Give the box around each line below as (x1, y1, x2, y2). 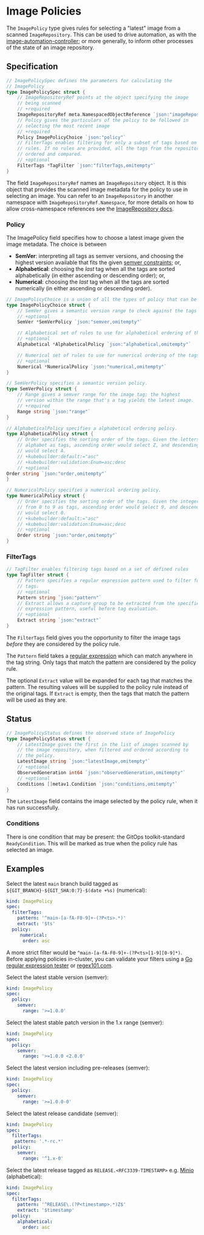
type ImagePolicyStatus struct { (6, 735, 91, 742)
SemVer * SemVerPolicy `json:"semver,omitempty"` (17, 319, 143, 325)
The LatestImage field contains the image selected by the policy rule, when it (6, 797, 198, 805)
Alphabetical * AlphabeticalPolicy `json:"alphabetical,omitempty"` (17, 341, 191, 348)
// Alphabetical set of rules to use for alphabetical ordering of (17, 330, 191, 336)
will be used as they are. (6, 696, 67, 704)
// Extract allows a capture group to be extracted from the (17, 600, 175, 606)
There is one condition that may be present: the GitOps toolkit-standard (6, 833, 185, 841)
